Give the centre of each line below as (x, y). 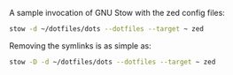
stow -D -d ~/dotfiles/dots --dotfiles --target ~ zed (113, 62)
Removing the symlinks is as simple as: (81, 45)
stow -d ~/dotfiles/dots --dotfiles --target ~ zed (106, 29)
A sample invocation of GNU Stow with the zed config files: (117, 13)
